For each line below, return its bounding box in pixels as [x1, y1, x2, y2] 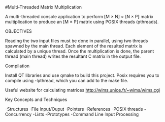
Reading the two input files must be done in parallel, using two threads [5, 38, 148, 44]
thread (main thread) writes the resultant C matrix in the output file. [5, 53, 141, 59]
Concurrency [5, 111, 32, 117]
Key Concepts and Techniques [5, 97, 67, 102]
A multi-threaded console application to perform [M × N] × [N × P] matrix [5, 14, 154, 19]
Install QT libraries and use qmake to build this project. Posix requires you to [5, 73, 160, 78]
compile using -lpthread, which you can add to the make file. [5, 78, 129, 83]
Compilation [5, 63, 30, 69]
